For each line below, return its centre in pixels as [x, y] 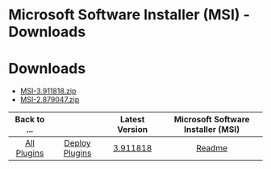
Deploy [77, 143]
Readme [212, 148]
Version [132, 130]
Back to [30, 120]
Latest [132, 120]
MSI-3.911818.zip [48, 91]
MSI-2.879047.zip [50, 100]
